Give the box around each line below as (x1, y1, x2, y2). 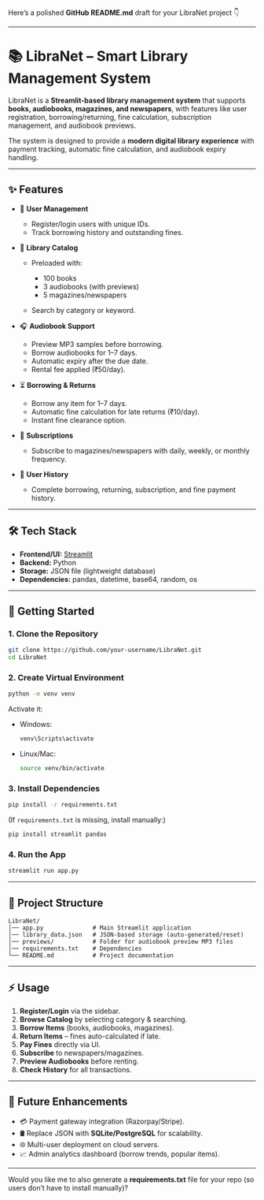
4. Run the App (8, 848, 67, 859)
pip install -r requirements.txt (8, 801, 118, 809)
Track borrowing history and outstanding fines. (31, 227, 184, 237)
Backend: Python (19, 557, 77, 567)
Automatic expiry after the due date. (31, 356, 148, 366)
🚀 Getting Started (8, 604, 95, 618)
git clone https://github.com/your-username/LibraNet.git (8, 647, 202, 654)
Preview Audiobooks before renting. (19, 1057, 139, 1066)
